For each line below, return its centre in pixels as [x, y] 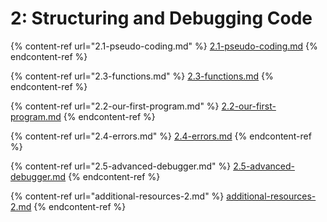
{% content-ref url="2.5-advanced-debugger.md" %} [121, 166]
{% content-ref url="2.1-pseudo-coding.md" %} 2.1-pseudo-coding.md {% [164, 46]
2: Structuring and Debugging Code [161, 18]
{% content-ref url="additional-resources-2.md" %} [117, 196]
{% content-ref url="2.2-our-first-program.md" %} [115, 106]
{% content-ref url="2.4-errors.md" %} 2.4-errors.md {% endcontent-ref [161, 136]
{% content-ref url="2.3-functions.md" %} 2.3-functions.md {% [142, 76]
